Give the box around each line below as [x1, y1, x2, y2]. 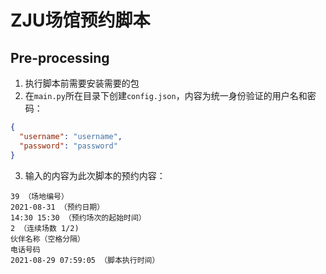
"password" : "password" [19, 141, 118, 151]
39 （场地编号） [10, 191, 69, 201]
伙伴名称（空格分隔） [10, 234, 85, 244]
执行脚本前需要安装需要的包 [24, 77, 140, 89]
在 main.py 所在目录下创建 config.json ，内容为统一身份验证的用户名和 [24, 90, 308, 101]
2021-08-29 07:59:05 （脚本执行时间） [10, 255, 160, 265]
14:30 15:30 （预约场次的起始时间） [10, 212, 147, 223]
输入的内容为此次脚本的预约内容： [24, 169, 166, 181]
